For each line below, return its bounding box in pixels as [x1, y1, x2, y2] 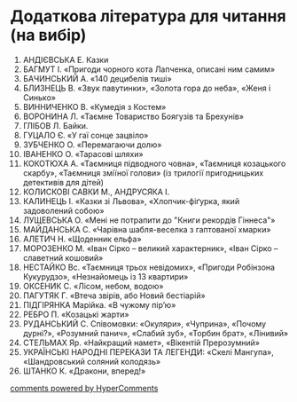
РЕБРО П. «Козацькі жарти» [22, 309, 129, 319]
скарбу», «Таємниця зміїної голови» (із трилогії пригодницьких [22, 167, 264, 178]
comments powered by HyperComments [10, 382, 159, 393]
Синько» [22, 91, 57, 103]
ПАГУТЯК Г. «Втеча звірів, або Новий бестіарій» [22, 290, 207, 301]
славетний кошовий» [22, 252, 104, 263]
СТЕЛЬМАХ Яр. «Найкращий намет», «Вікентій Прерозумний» [22, 337, 261, 348]
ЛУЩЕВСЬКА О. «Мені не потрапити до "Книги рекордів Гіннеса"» [22, 215, 276, 225]
